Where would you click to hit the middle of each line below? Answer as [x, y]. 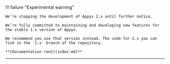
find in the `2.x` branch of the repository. [54, 43]
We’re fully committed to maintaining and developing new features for [82, 25]
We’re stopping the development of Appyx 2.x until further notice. [79, 17]
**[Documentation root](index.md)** [44, 52]
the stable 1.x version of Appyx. [42, 30]
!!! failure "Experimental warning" [40, 7]
